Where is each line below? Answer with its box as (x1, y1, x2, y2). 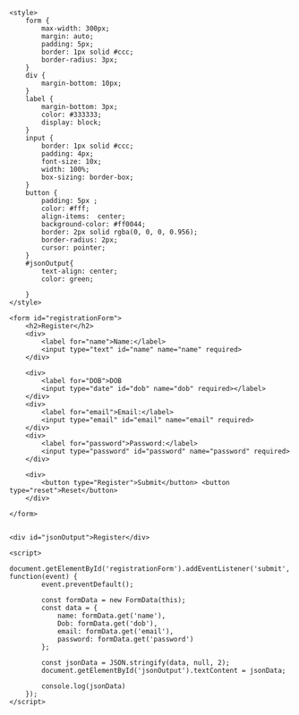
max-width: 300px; (41, 24, 110, 33)
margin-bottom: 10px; (41, 79, 123, 88)
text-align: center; (41, 267, 118, 276)
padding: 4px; (41, 149, 94, 158)
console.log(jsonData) (41, 682, 126, 691)
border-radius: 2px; (41, 235, 118, 244)
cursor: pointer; (41, 243, 106, 252)
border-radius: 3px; (41, 55, 118, 64)
